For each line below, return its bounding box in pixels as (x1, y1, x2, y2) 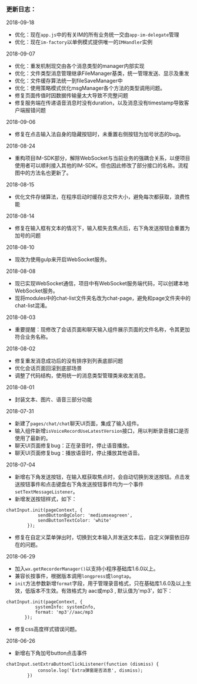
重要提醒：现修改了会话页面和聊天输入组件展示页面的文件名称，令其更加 (14, 326, 190, 333)
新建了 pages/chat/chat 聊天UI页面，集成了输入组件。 (14, 420, 142, 427)
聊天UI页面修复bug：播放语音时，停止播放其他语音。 (14, 449, 143, 456)
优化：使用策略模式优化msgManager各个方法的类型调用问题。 (14, 84, 166, 92)
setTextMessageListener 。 (14, 488, 78, 495)
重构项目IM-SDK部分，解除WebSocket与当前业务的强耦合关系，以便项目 (14, 154, 191, 162)
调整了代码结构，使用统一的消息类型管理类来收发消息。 (14, 372, 149, 379)
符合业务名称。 (14, 333, 51, 340)
